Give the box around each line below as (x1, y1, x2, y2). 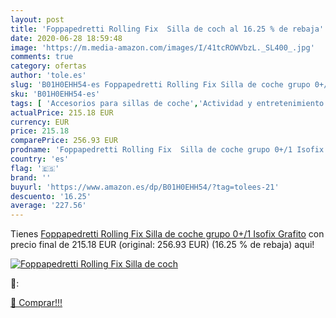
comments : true (10, 52, 74, 62)
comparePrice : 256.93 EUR (10, 136, 118, 146)
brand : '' (10, 172, 52, 183)
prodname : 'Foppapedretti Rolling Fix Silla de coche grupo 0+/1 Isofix (10, 145, 325, 155)
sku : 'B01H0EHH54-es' (10, 89, 101, 99)
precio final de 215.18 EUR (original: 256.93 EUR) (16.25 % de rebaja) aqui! (10, 239, 315, 251)
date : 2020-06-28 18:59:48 (10, 33, 123, 43)
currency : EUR (10, 117, 70, 127)
